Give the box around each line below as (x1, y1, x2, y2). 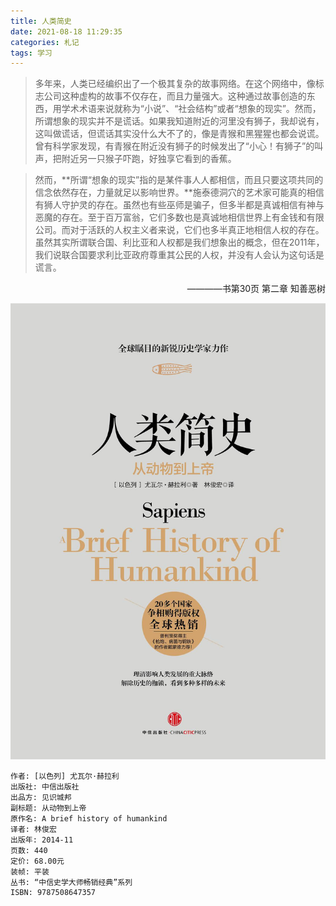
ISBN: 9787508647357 (10, 888, 97, 898)
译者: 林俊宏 (10, 825, 57, 835)
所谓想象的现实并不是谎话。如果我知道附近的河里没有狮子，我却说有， (34, 115, 325, 127)
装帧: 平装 (10, 867, 50, 877)
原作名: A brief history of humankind (10, 814, 168, 824)
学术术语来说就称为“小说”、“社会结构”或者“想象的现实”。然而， (61, 103, 322, 115)
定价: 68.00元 (10, 856, 65, 867)
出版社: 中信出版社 (10, 782, 80, 792)
